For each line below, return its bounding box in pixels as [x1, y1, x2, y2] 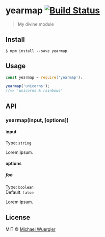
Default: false [5, 189, 34, 195]
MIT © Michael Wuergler [5, 226, 56, 232]
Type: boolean [5, 184, 34, 190]
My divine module [17, 21, 54, 27]
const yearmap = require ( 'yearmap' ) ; [5, 75, 83, 80]
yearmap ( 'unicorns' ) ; [5, 84, 50, 89]
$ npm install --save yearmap [5, 48, 68, 54]
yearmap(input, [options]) [5, 117, 69, 123]
